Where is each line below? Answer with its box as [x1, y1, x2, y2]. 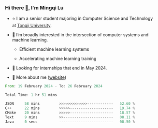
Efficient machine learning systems [19, 46, 89, 52]
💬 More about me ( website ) [12, 74, 67, 80]
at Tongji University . [12, 23, 52, 28]
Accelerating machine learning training [19, 56, 97, 62]
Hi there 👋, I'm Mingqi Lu [5, 4, 64, 11]
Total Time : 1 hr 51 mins [5, 93, 57, 98]
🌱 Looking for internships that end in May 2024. [12, 65, 107, 71]
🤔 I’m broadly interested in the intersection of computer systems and [12, 32, 149, 38]
